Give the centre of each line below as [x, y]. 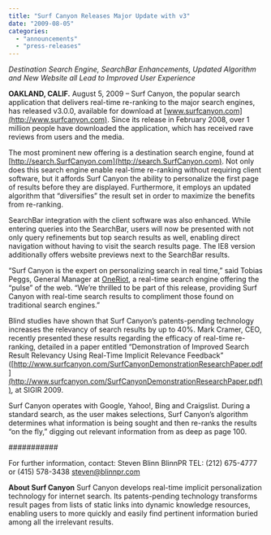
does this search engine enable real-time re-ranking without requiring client [135, 170]
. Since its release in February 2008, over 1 [178, 120]
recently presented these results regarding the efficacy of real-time [121, 338]
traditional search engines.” [54, 305]
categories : [28, 31]
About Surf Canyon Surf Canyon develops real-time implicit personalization [135, 488]
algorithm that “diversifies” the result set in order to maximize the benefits [132, 196]
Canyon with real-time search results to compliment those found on [121, 297]
